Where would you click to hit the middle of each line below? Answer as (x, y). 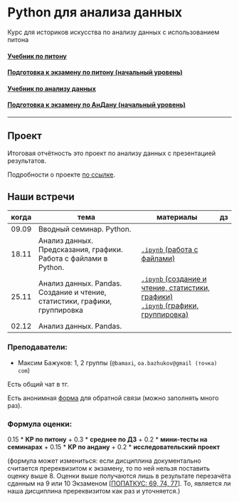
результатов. (27, 160)
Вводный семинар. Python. (85, 229)
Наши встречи (41, 197)
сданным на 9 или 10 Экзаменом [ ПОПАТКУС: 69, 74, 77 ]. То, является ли (119, 483)
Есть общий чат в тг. (38, 384)
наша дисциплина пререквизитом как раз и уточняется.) (94, 491)
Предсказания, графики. (80, 249)
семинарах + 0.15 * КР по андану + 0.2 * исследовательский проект (114, 447)
